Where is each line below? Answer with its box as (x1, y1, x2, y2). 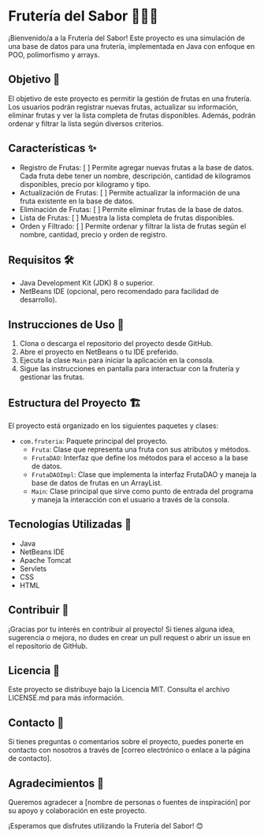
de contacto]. (8, 754, 52, 763)
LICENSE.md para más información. (8, 693, 125, 702)
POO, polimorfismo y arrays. (8, 50, 100, 59)
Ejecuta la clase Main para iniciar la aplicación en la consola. (19, 356, 214, 365)
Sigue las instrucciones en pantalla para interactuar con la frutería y (19, 364, 240, 374)
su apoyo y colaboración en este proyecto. (8, 806, 147, 815)
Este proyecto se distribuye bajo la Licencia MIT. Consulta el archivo (8, 685, 230, 695)
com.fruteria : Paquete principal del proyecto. (19, 437, 168, 445)
